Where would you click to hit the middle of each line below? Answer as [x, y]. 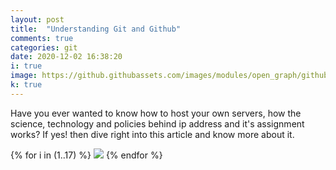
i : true [26, 66]
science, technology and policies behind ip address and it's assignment [157, 123]
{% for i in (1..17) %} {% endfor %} [86, 155]
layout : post [37, 19]
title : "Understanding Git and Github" [96, 29]
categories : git [44, 47]
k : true [26, 85]
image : [24, 76]
